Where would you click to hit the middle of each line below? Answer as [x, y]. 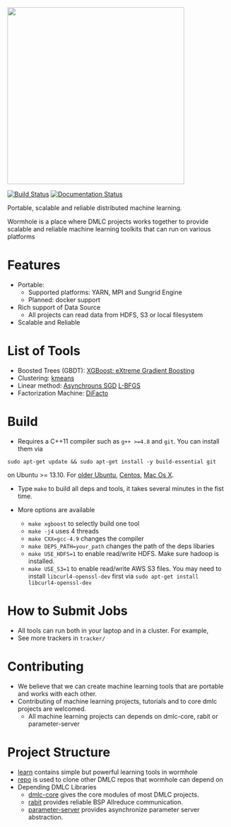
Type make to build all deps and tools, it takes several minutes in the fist [120, 488]
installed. [41, 561]
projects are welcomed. [52, 709]
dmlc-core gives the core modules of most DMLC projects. [113, 794]
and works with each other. [57, 693]
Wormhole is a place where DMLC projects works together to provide [108, 221]
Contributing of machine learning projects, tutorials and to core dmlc [117, 701]
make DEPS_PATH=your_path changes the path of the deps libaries [121, 546]
